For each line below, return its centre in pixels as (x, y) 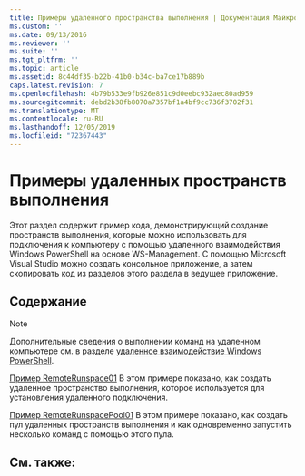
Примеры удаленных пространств (148, 181)
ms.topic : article (44, 69)
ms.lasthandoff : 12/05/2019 (63, 128)
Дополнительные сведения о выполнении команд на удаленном (135, 341)
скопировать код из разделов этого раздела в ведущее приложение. (144, 273)
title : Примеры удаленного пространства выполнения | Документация (140, 18)
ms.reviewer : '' (40, 43)
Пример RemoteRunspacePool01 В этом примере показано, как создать (149, 414)
